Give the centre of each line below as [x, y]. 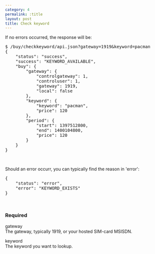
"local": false [54, 91]
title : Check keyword [27, 23]
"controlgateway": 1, [62, 76]
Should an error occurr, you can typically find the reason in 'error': [72, 169]
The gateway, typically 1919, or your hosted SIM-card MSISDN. [69, 231]
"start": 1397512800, [62, 126]
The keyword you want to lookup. [39, 246]
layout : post [18, 19]
